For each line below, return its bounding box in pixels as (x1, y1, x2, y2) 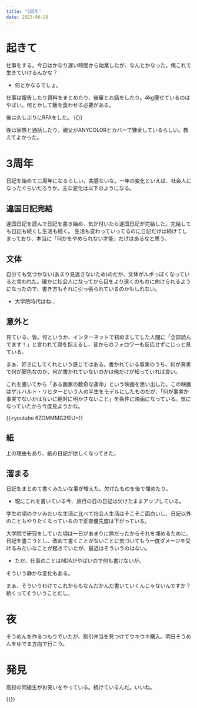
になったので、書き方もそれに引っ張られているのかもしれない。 (6, 285, 161, 292)
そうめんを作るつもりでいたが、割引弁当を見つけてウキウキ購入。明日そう (6, 633, 186, 640)
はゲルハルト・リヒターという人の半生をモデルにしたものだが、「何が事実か (6, 388, 189, 395)
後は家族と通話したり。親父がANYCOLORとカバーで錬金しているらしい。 (6, 127, 183, 134)
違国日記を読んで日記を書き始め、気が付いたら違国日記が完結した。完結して (6, 220, 191, 227)
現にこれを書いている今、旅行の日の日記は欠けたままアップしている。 (14, 498, 185, 505)
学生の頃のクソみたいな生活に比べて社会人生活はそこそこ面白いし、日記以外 (6, 510, 192, 517)
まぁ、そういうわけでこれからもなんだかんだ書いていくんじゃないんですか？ (6, 582, 191, 589)
